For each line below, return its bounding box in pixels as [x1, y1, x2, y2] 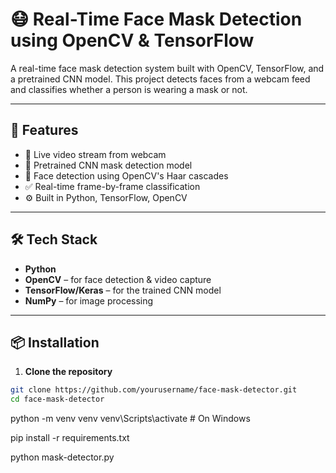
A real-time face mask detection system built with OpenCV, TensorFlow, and [10, 62, 325, 74]
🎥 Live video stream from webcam [24, 148, 167, 160]
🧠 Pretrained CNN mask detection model [24, 159, 193, 171]
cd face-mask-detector [10, 394, 105, 405]
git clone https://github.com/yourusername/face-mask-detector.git [10, 385, 298, 395]
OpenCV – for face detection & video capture [24, 273, 212, 285]
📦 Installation [10, 334, 100, 351]
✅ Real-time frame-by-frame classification [24, 180, 201, 192]
